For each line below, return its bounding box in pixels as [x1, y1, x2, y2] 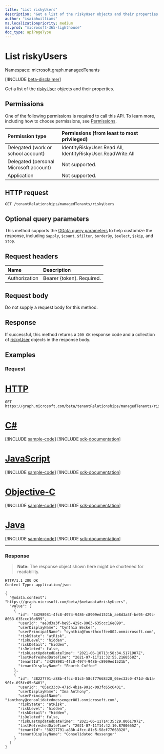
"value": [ [9, 604, 32, 609]
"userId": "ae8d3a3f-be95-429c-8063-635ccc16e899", [18, 621, 125, 626]
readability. [17, 569, 40, 575]
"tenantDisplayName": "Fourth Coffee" [18, 664, 97, 669]
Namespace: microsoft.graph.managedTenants [5, 67, 100, 73]
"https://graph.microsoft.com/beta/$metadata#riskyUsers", [5, 599, 128, 605]
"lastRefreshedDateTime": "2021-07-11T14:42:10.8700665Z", [18, 723, 141, 728]
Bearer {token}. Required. [43, 275, 101, 282]
